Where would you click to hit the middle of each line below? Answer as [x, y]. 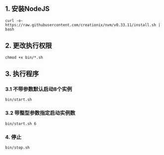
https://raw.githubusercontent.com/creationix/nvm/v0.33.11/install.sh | [83, 25]
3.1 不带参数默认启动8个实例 [39, 89]
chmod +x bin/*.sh [24, 57]
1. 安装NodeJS [27, 9]
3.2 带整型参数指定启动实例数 [40, 113]
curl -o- [14, 21]
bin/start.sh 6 [21, 124]
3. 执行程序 [22, 74]
